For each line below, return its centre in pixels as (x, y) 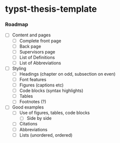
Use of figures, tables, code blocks (55, 113)
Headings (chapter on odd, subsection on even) (67, 74)
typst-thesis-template (51, 9)
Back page (30, 46)
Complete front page (40, 41)
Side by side (39, 118)
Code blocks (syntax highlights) (51, 91)
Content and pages (31, 35)
